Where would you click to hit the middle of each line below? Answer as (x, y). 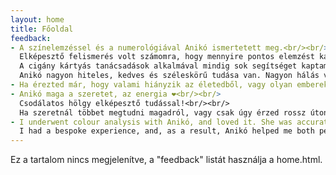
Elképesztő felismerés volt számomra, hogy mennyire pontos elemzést (167, 57)
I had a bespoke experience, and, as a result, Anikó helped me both (167, 131)
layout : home (37, 19)
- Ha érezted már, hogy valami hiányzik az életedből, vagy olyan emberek (169, 85)
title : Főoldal (42, 29)
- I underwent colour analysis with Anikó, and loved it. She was (151, 122)
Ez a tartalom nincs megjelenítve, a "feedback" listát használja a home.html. (166, 160)
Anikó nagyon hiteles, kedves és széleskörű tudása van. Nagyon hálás (169, 76)
